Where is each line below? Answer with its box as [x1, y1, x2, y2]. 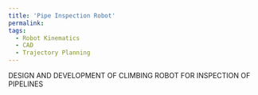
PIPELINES [8, 79, 44, 89]
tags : [8, 26, 26, 34]
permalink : [8, 19, 45, 27]
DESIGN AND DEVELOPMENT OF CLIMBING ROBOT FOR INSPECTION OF [8, 71, 251, 80]
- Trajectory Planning [15, 49, 91, 57]
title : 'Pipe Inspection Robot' [8, 11, 115, 20]
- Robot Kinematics [15, 34, 80, 42]
